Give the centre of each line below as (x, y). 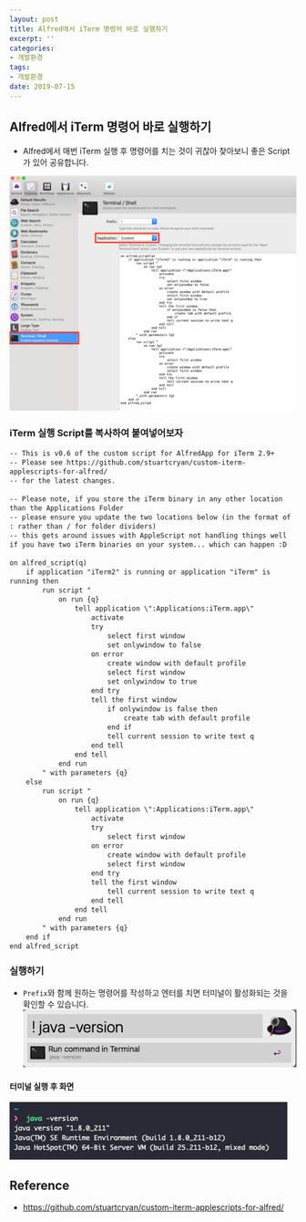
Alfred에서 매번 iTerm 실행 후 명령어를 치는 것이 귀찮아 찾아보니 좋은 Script (156, 151)
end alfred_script (44, 946)
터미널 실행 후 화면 (42, 1086)
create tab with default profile (187, 718)
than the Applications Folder (67, 508)
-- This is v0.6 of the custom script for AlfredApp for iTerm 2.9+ (142, 454)
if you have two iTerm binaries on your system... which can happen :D (148, 545)
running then (34, 581)
